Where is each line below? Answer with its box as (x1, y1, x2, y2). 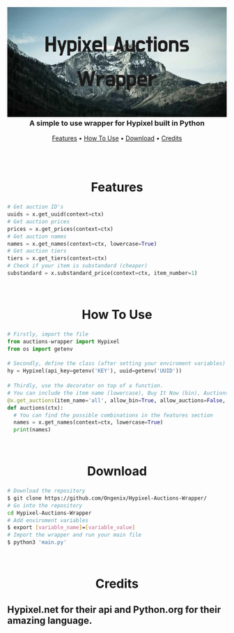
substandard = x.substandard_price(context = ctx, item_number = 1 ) (7, 270, 198, 277)
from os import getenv (7, 345, 73, 352)
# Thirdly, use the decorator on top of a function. (7, 382, 164, 389)
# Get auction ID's (7, 204, 64, 211)
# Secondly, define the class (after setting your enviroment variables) (7, 360, 226, 367)
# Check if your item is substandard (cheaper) (7, 262, 148, 269)
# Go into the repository (7, 502, 82, 509)
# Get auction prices (7, 218, 70, 225)
